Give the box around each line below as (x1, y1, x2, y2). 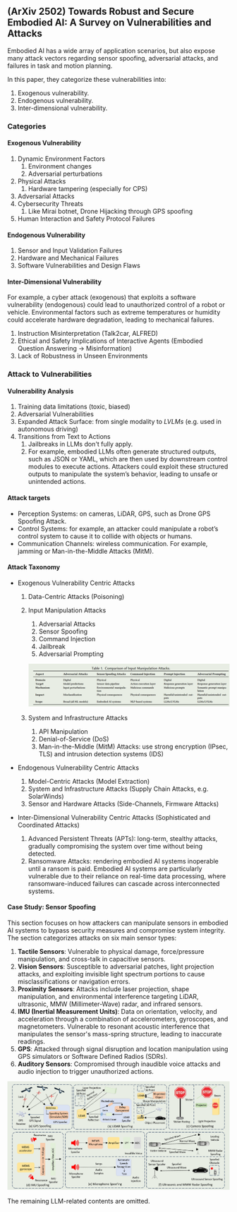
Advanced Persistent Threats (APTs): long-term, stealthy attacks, (28, 834, 218, 842)
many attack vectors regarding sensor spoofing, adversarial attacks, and (7, 54, 219, 62)
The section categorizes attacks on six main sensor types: (7, 933, 177, 942)
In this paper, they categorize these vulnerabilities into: (7, 75, 167, 83)
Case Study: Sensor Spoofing (7, 903, 97, 911)
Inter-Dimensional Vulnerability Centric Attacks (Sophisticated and (17, 813, 211, 821)
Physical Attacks (17, 176, 66, 186)
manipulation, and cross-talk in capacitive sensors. (17, 955, 166, 963)
